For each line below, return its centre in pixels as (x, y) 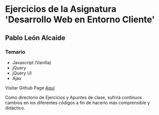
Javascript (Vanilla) (32, 62)
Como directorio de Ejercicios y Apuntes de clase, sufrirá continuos (74, 97)
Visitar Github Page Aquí (30, 88)
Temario (15, 52)
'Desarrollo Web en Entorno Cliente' (80, 19)
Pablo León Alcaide (35, 38)
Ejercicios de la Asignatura (61, 9)
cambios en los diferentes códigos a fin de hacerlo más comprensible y (78, 103)
